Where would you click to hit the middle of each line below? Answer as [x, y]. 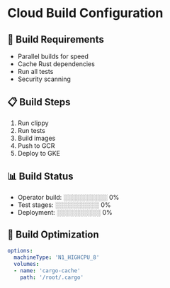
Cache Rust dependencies [56, 64]
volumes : [27, 265]
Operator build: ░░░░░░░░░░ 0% [68, 197]
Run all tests [35, 71]
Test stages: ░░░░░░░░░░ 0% [64, 205]
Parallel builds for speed [53, 56]
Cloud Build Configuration [85, 13]
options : [20, 251]
